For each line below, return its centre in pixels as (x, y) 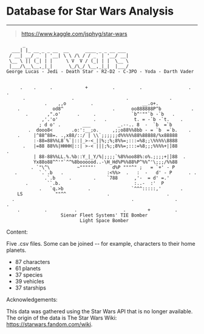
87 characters (32, 262)
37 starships (31, 288)
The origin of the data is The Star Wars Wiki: (62, 318)
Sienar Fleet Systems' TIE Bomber (104, 215)
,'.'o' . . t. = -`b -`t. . (112, 119)
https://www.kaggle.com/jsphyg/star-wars (74, 33)
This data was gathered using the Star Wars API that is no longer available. (100, 311)
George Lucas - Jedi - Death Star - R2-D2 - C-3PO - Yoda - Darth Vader (100, 71)
